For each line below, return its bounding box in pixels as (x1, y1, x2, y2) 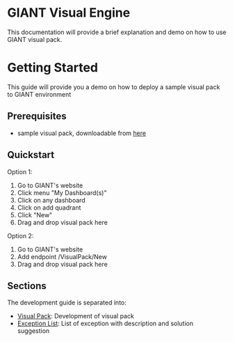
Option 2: (7, 231, 34, 240)
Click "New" (17, 210, 53, 219)
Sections (7, 280, 47, 292)
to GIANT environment (7, 90, 72, 98)
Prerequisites (7, 110, 67, 123)
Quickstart (7, 149, 55, 161)
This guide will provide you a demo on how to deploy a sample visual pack (7, 82, 220, 91)
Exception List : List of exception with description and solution (17, 319, 193, 328)
